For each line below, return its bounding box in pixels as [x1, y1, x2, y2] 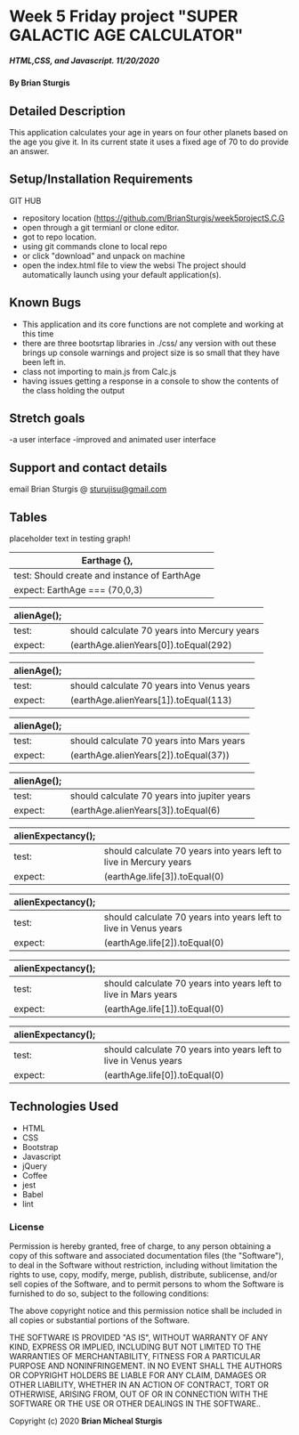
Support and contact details [9, 460, 167, 475]
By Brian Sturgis [9, 77, 70, 88]
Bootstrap [21, 1141, 59, 1152]
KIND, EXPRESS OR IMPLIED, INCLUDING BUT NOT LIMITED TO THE [9, 1342, 262, 1352]
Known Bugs [9, 296, 82, 311]
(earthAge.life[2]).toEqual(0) [103, 936, 224, 949]
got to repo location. [21, 231, 97, 242]
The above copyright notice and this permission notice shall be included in [9, 1306, 282, 1317]
